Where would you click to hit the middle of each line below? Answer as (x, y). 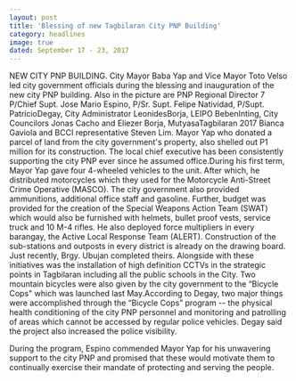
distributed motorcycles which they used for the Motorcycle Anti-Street (140, 180)
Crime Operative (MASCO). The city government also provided (124, 190)
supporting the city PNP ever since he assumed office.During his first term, (147, 161)
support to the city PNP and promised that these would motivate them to (142, 358)
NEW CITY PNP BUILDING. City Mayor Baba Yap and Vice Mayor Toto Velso (148, 76)
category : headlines (48, 34)
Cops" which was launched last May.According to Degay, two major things (146, 294)
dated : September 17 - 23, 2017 (69, 51)
